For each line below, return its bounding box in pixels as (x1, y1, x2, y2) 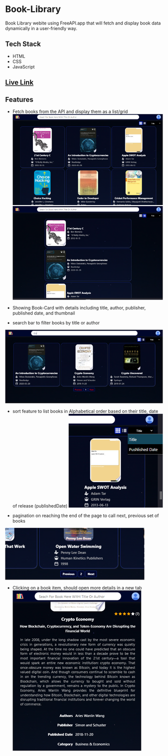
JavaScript (12, 63, 35, 69)
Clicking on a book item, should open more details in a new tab (12, 584, 142, 590)
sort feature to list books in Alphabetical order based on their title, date (12, 408, 158, 414)
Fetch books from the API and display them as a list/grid (12, 108, 128, 114)
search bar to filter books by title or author (12, 320, 100, 326)
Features (5, 95, 33, 103)
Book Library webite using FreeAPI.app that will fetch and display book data (5, 20, 161, 26)
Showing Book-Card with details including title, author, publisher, (12, 305, 146, 311)
